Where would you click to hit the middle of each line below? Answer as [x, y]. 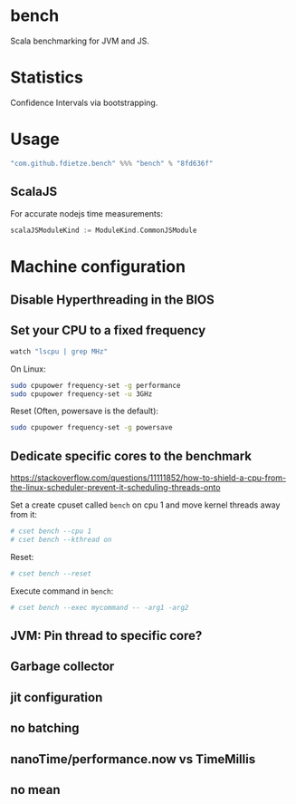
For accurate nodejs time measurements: [87, 213]
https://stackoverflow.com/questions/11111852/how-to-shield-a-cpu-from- [148, 478]
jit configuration [57, 697]
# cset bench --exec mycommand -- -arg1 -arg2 [100, 607]
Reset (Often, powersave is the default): [85, 411]
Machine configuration [98, 266]
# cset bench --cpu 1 [51, 531]
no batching [45, 728]
